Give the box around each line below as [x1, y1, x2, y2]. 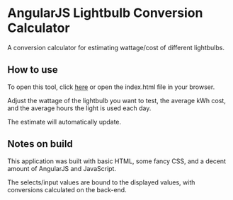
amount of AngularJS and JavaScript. [7, 164, 117, 172]
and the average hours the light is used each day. [7, 104, 152, 112]
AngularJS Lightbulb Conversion [7, 5, 203, 21]
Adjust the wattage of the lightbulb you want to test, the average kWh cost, [7, 96, 227, 105]
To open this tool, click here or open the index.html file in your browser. [7, 83, 215, 91]
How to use [7, 64, 58, 76]
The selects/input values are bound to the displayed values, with [7, 178, 195, 187]
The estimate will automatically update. [7, 117, 122, 126]
